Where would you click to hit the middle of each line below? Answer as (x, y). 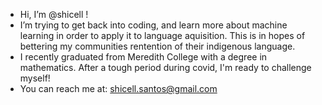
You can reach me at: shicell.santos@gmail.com (118, 88)
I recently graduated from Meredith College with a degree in (143, 57)
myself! (35, 78)
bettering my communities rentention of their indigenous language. (157, 46)
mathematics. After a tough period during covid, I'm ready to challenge (165, 67)
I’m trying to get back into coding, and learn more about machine (153, 25)
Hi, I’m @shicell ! (54, 14)
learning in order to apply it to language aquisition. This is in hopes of (162, 35)
